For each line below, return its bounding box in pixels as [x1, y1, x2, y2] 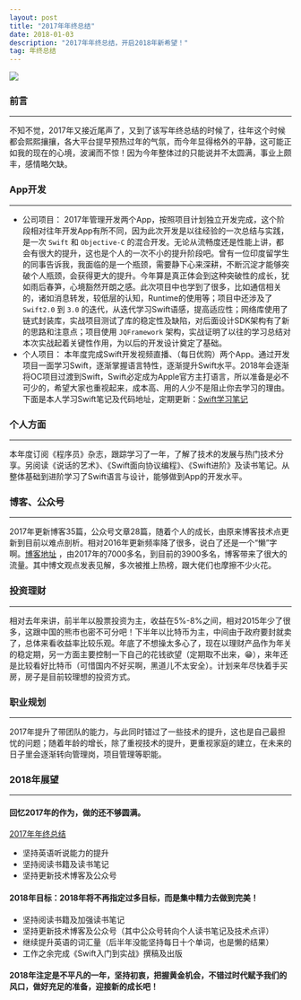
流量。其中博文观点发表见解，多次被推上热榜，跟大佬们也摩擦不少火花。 [9, 560, 276, 571]
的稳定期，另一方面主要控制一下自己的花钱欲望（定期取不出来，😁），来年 [9, 648, 280, 660]
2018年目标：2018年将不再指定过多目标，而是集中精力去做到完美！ [9, 892, 259, 903]
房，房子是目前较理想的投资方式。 [9, 671, 135, 682]
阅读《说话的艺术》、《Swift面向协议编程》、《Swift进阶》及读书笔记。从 [32, 460, 290, 471]
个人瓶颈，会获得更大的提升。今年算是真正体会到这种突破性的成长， [30, 270, 282, 281]
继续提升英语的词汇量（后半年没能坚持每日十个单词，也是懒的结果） [21, 936, 274, 947]
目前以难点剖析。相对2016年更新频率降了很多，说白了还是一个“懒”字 [24, 538, 278, 548]
